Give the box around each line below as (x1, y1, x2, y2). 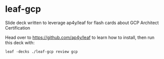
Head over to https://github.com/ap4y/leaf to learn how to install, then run (5, 34, 155, 40)
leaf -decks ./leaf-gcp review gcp (5, 49, 78, 54)
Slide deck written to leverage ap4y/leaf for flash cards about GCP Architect (5, 20, 159, 26)
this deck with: (5, 39, 35, 45)
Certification (5, 25, 30, 30)
